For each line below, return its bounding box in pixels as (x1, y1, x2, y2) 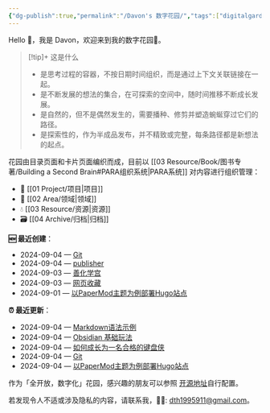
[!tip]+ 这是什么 (27, 52, 79, 61)
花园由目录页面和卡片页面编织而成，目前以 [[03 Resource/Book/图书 (8, 156, 235, 166)
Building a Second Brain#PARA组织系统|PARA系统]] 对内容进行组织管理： (18, 167, 260, 176)
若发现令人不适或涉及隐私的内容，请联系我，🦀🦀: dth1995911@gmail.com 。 (8, 395, 255, 405)
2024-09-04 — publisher (19, 258, 104, 268)
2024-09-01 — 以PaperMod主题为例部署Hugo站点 (19, 287, 187, 298)
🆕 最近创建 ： (8, 233, 54, 243)
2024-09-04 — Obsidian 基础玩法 (19, 332, 133, 342)
